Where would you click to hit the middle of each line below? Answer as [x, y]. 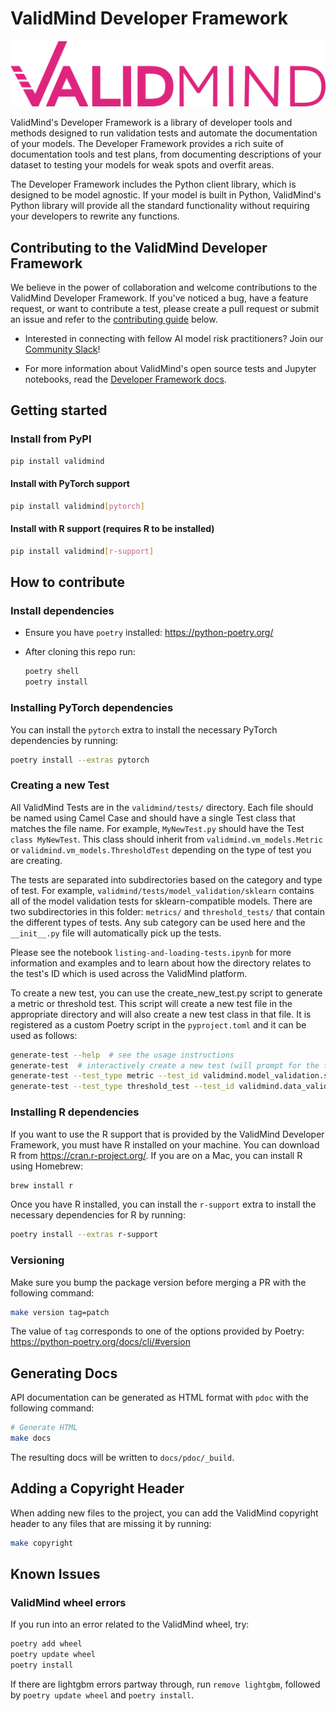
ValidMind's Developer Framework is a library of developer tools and [151, 123]
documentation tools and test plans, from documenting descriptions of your [166, 154]
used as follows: [44, 1035]
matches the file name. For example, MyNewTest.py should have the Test [157, 828]
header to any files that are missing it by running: [111, 1523]
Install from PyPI [51, 439]
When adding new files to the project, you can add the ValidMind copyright [164, 1513]
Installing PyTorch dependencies [92, 708]
